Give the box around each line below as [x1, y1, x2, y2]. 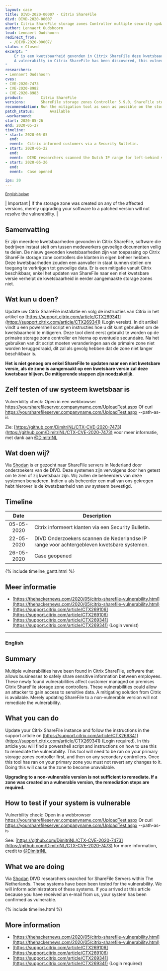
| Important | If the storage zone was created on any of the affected [5, 200, 143, 206]
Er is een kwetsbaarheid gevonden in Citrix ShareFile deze [14, 53, 141, 59]
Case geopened [34, 552, 72, 559]
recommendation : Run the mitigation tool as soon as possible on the [5, 104, 153, 109]
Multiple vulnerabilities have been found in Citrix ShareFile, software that [5, 668, 154, 674]
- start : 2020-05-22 [5, 146, 48, 151]
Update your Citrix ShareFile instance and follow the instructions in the [5, 727, 150, 733]
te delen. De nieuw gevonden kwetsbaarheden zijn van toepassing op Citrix [5, 249, 160, 255]
